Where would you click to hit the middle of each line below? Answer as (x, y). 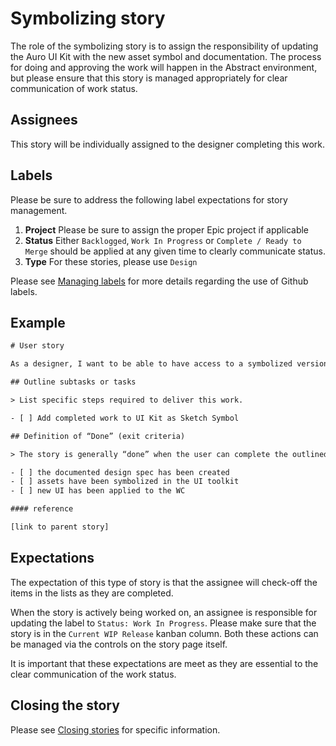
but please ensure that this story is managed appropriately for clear (149, 78)
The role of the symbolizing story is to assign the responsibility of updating (164, 46)
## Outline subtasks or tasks (73, 382)
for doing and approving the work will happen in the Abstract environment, (164, 67)
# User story (37, 346)
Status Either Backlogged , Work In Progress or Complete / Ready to (163, 240)
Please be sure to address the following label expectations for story (149, 199)
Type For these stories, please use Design (111, 261)
